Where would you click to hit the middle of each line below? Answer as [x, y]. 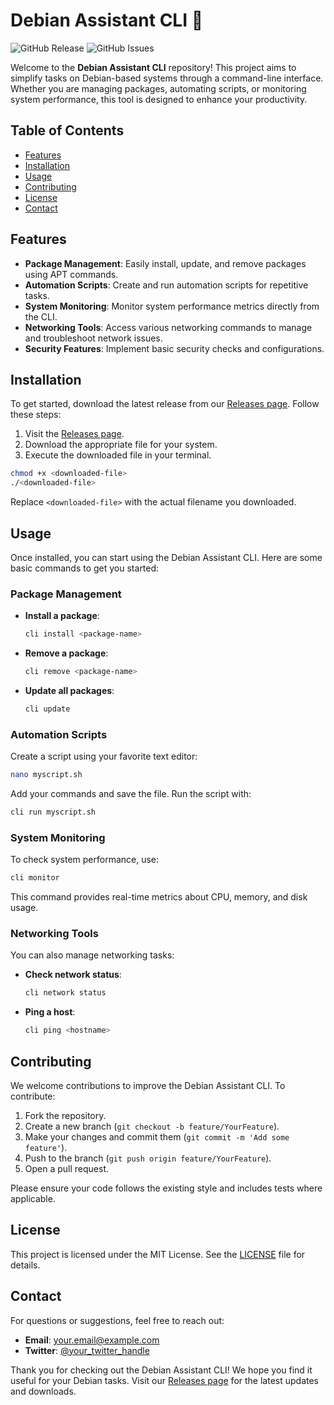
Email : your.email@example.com [92, 1340]
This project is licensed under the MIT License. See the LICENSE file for [158, 1254]
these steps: [36, 415]
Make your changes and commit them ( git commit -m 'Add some [157, 1136]
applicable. [33, 1198]
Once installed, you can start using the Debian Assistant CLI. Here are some [166, 557]
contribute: [33, 1096]
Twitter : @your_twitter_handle [87, 1350]
